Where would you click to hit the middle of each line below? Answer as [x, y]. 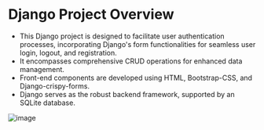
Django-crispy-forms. [55, 86]
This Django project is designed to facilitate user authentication [122, 36]
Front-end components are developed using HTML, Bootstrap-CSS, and [136, 78]
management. [42, 69]
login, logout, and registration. [68, 52]
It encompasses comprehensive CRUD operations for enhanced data [131, 61]
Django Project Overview [91, 14]
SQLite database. [48, 103]
